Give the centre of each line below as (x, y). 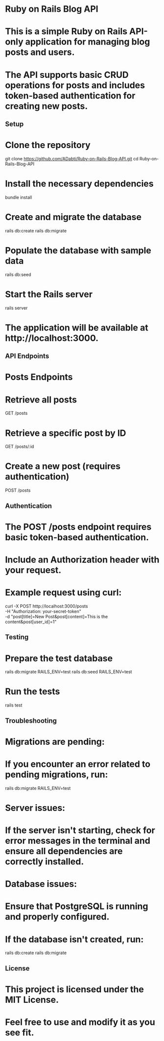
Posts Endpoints (39, 377)
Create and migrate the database (73, 217)
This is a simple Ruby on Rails (66, 32)
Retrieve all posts (41, 399)
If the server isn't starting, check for (80, 830)
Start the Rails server (49, 294)
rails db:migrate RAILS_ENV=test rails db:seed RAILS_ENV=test (69, 672)
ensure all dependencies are (64, 851)
